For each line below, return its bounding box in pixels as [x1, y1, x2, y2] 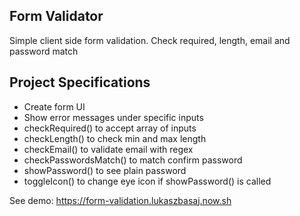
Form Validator [9, 8, 104, 25]
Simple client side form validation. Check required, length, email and [9, 34, 291, 46]
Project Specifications [9, 74, 151, 91]
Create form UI [23, 100, 86, 113]
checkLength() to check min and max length [23, 132, 207, 144]
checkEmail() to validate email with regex [23, 143, 194, 155]
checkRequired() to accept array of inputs [23, 122, 197, 134]
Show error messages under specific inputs [23, 111, 204, 123]
